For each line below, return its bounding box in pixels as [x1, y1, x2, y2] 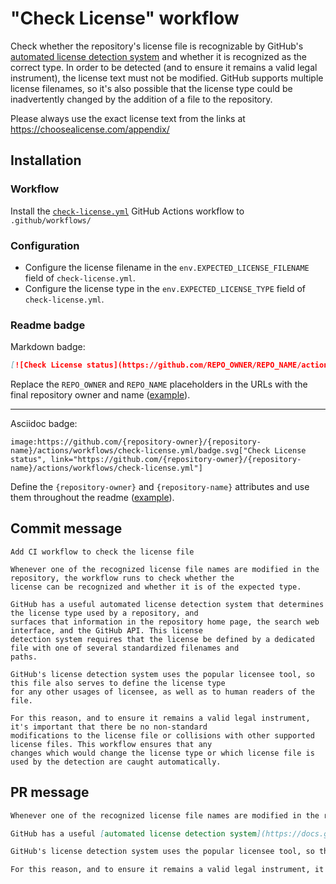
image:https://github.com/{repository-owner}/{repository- [10, 437, 262, 447]
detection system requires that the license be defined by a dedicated [10, 634, 315, 644]
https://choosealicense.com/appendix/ [10, 123, 170, 135]
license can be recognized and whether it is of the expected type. [10, 582, 302, 592]
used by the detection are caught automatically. [10, 757, 222, 767]
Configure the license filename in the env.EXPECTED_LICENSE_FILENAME [24, 261, 310, 273]
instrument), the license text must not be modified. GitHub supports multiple [10, 72, 324, 84]
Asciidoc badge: [10, 418, 78, 430]
